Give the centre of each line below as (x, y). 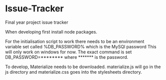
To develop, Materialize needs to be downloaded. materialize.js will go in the (83, 67)
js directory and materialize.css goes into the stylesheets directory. (74, 72)
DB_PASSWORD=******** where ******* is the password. (67, 57)
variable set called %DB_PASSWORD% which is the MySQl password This (81, 46)
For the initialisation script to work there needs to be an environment (75, 41)
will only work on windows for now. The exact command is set (69, 52)
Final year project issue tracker (37, 22)
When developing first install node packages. (51, 32)
